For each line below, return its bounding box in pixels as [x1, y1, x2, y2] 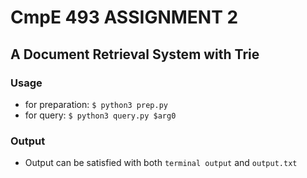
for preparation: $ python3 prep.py [24, 98, 168, 110]
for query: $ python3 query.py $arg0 [24, 109, 177, 121]
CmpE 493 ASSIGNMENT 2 [10, 6, 239, 29]
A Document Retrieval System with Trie [10, 46, 260, 63]
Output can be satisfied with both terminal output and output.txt [24, 157, 298, 169]
